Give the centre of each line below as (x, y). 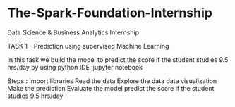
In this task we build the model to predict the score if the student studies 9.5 (118, 59)
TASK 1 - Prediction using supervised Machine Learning (88, 46)
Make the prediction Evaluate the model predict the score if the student (111, 88)
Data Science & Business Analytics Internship (73, 32)
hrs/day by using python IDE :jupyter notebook (75, 67)
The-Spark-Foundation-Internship (110, 13)
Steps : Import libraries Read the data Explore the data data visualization (112, 81)
